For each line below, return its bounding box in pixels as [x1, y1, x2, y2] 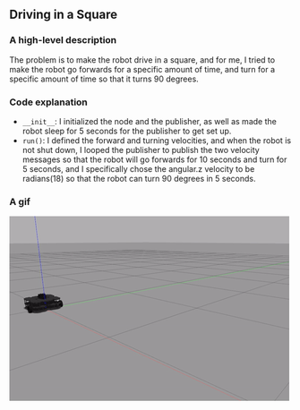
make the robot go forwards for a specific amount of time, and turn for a [9, 64, 276, 74]
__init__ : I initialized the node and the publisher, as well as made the [21, 115, 278, 126]
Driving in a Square [9, 7, 118, 22]
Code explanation [9, 96, 88, 108]
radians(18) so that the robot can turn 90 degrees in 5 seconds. [21, 173, 257, 184]
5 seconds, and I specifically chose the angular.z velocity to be [21, 163, 255, 174]
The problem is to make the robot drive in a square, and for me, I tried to [9, 54, 276, 65]
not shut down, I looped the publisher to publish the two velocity [21, 144, 260, 155]
